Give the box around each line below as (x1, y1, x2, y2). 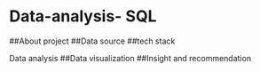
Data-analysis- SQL (9, 6, 157, 27)
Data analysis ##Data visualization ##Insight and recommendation (9, 52, 251, 63)
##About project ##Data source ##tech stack (9, 36, 176, 46)
